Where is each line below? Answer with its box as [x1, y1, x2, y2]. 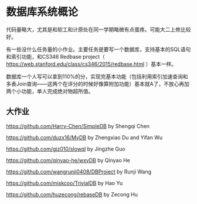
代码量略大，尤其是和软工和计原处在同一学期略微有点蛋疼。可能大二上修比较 [6, 26, 191, 33]
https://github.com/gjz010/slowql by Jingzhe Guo [6, 145, 125, 152]
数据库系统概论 [6, 5, 79, 19]
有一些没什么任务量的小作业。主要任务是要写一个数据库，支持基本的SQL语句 [6, 45, 191, 53]
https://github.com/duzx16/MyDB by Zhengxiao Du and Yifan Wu [6, 133, 163, 141]
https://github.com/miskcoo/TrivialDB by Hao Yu [6, 179, 123, 186]
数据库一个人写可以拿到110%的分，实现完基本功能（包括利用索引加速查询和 [6, 73, 188, 80]
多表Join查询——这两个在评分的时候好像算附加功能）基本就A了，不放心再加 [6, 80, 189, 87]
